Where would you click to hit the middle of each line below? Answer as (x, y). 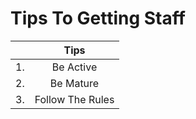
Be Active (74, 67)
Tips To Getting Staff (98, 18)
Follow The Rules (74, 99)
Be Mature (74, 83)
